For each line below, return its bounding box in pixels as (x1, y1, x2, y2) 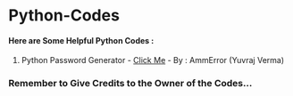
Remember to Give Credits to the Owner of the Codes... (8, 77, 253, 90)
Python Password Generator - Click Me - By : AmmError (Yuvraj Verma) (21, 55, 285, 66)
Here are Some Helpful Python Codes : (8, 35, 155, 45)
